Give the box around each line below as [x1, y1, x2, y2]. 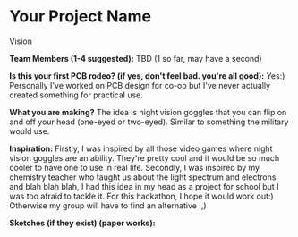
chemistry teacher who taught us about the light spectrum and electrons [9, 172, 277, 182]
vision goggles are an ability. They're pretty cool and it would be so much [9, 152, 280, 163]
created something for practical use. [9, 89, 143, 100]
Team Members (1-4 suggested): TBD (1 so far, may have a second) [9, 53, 262, 63]
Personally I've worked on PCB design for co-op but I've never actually [9, 80, 271, 90]
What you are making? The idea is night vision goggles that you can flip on [9, 106, 287, 117]
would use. [9, 125, 50, 136]
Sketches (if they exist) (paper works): [9, 217, 156, 228]
